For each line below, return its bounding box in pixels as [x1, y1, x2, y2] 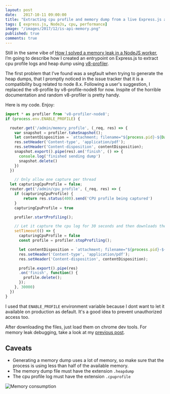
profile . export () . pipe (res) [18, 266, 78, 271]
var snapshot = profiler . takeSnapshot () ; [14, 130, 103, 135]
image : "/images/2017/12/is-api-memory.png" [5, 26, 101, 31]
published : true [5, 31, 39, 36]
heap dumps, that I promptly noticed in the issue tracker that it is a [5, 76, 144, 82]
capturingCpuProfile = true [14, 205, 73, 211]
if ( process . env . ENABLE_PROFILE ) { [5, 116, 80, 121]
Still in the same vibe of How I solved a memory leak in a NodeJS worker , [5, 49, 158, 56]
